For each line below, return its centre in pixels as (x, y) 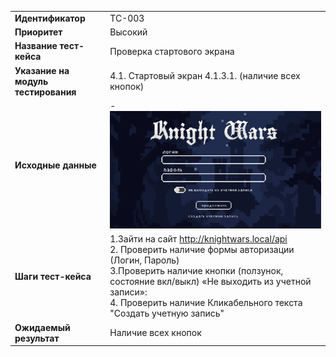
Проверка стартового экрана (172, 51)
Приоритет (38, 32)
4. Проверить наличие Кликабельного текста (206, 303)
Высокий (128, 32)
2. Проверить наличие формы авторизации (202, 250)
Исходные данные (55, 165)
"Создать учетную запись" (167, 313)
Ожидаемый (42, 327)
